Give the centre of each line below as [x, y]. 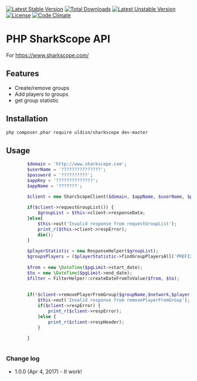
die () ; [45, 235]
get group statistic [37, 100]
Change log [23, 359]
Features [23, 74]
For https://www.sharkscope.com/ [47, 55]
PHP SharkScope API [58, 39]
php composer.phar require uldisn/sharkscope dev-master [77, 132]
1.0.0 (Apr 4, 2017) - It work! [48, 371]
